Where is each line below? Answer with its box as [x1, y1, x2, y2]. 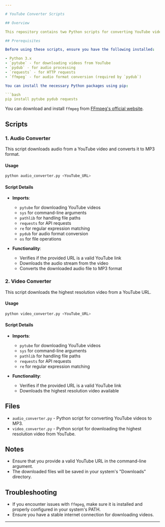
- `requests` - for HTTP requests [5, 70, 76, 74]
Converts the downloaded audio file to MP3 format [19, 266, 122, 272]
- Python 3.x [5, 56, 32, 61]
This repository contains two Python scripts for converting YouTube [5, 29, 151, 35]
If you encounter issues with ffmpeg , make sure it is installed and [12, 501, 143, 507]
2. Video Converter [5, 278, 52, 285]
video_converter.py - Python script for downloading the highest [12, 425, 141, 431]
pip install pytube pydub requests [5, 97, 78, 102]
